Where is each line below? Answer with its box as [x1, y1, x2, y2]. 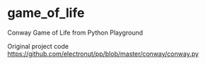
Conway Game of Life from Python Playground [7, 28, 144, 37]
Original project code [7, 42, 69, 50]
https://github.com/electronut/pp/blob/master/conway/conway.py [7, 49, 200, 58]
